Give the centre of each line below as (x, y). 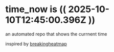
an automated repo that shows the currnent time (56, 34)
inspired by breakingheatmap (36, 43)
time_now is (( (36, 9)
